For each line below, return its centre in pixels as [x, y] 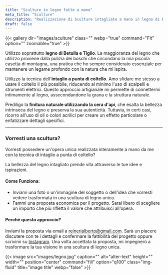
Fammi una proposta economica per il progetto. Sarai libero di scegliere [86, 203]
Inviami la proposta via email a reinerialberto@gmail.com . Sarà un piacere [81, 231]
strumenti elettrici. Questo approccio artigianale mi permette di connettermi [83, 90]
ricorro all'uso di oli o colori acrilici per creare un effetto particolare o [76, 115]
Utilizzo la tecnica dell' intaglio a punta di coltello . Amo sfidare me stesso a [82, 79]
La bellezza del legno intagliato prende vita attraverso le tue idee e [74, 164]
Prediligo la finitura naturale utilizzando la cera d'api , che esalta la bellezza [84, 105]
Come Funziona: [22, 181]
